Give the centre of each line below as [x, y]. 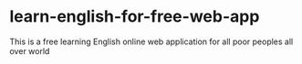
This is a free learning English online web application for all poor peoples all [151, 41]
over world [30, 50]
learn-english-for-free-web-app [135, 17]
